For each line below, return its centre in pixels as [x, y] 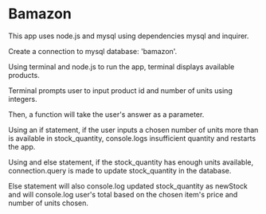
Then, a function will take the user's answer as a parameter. [106, 114]
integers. [23, 99]
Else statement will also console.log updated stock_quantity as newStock [128, 186]
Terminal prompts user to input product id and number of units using [120, 90]
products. [24, 75]
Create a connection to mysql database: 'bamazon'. [93, 51]
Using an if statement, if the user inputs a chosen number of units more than [133, 130]
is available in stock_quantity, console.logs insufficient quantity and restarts [132, 138]
